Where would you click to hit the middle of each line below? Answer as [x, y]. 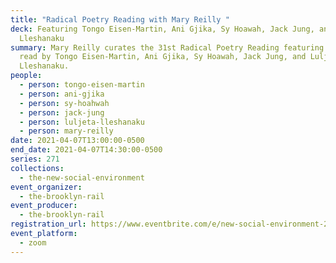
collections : [37, 168]
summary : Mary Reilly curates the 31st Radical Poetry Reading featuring [167, 47]
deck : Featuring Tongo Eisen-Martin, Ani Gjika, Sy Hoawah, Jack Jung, [162, 29]
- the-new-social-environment [82, 177]
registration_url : [48, 224]
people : [26, 76]
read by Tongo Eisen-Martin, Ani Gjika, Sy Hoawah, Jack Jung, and [163, 57]
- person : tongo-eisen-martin [82, 85]
